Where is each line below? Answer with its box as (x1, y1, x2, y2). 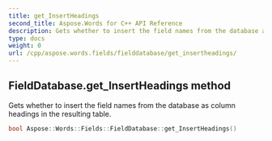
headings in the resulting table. (8, 109, 112, 118)
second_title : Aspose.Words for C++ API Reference (8, 19, 183, 27)
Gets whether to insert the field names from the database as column (8, 100, 236, 110)
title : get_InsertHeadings (8, 11, 100, 20)
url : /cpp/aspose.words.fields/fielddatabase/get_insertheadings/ (8, 49, 237, 57)
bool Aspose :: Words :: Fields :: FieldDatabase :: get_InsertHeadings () (8, 124, 237, 133)
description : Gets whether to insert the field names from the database (8, 27, 259, 35)
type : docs (8, 34, 45, 43)
